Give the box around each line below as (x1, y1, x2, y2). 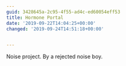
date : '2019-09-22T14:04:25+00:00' (6, 20, 96, 26)
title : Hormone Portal (6, 15, 64, 21)
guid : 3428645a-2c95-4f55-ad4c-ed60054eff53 (6, 8, 121, 15)
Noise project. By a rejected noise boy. (6, 53, 103, 61)
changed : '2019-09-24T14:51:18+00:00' (6, 25, 104, 32)
